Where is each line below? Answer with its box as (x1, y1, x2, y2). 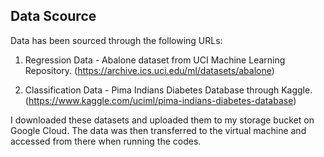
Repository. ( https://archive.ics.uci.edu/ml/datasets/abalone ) (24, 64, 275, 76)
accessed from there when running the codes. (10, 135, 202, 147)
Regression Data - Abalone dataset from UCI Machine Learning (24, 54, 286, 66)
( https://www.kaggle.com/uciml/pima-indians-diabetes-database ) (24, 94, 297, 106)
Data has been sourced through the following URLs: (10, 34, 223, 46)
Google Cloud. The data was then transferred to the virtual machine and (10, 124, 307, 136)
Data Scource (10, 8, 97, 25)
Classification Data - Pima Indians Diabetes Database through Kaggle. (24, 84, 313, 96)
